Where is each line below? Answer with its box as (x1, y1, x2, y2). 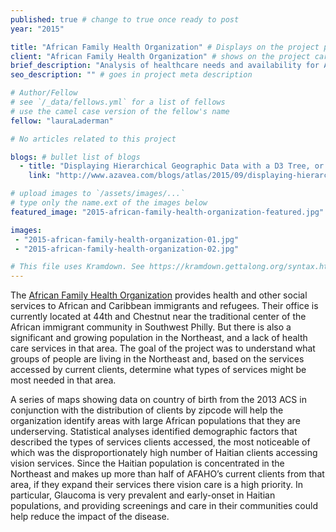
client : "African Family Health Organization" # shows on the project (10, 51, 311, 61)
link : (28, 171, 52, 181)
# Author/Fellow (10, 88, 78, 98)
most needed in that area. (10, 374, 117, 386)
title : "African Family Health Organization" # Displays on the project (10, 42, 320, 52)
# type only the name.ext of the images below (10, 198, 208, 208)
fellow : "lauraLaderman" (10, 116, 114, 126)
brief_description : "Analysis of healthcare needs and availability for (10, 61, 320, 71)
